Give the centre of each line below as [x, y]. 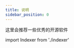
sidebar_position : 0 [27, 15]
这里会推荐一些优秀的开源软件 [36, 30]
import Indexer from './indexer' [37, 40]
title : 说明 [17, 10]
